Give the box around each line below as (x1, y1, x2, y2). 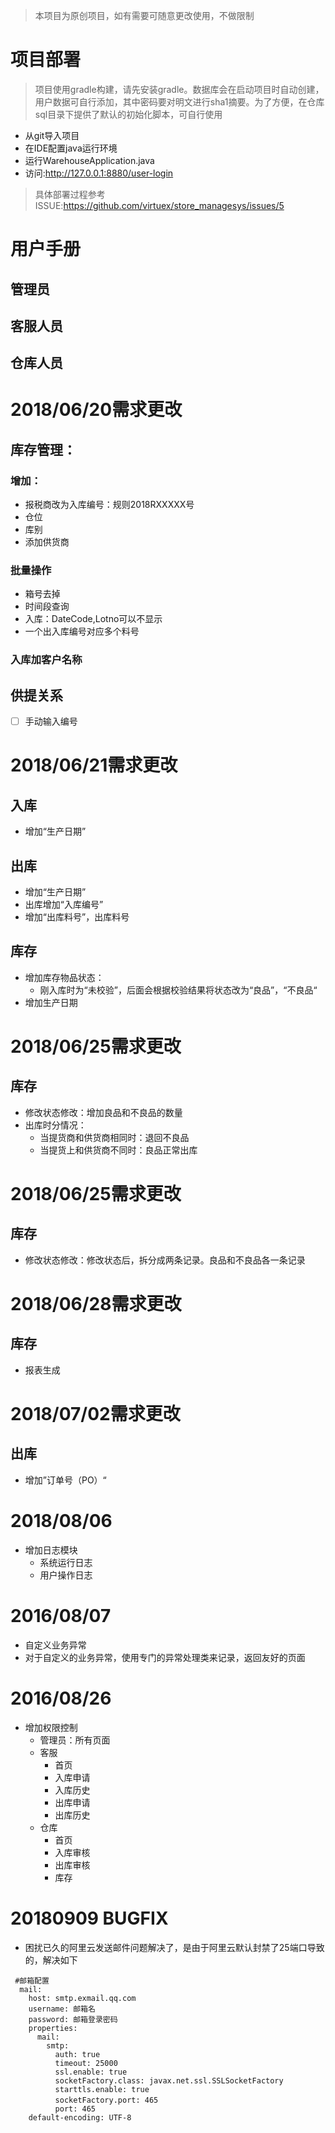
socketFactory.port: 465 (54, 2095, 159, 2105)
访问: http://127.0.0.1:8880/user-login (24, 167, 174, 179)
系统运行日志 (39, 1556, 93, 1568)
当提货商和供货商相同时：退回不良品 (39, 1131, 190, 1143)
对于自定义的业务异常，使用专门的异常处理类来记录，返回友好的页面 (24, 1651, 306, 1663)
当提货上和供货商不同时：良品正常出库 (39, 1144, 198, 1156)
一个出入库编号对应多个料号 (24, 625, 140, 638)
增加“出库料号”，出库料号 (24, 911, 130, 923)
